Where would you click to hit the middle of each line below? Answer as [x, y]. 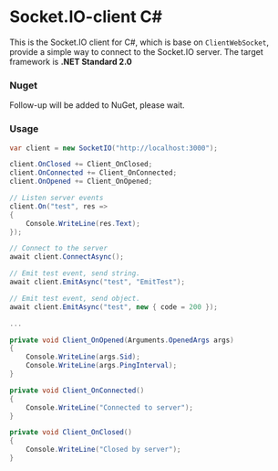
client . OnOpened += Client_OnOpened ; [81, 182]
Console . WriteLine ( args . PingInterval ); [102, 366]
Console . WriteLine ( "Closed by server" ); [103, 450]
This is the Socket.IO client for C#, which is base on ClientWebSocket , [139, 42]
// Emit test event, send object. [75, 298]
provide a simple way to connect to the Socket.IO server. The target [136, 51]
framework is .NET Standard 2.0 [71, 61]
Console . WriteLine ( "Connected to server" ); [110, 407]
